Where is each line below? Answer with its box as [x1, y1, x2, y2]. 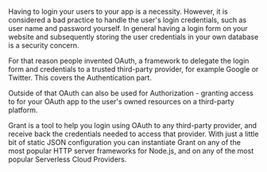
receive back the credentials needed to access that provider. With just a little [8, 129, 259, 139]
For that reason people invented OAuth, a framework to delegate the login [8, 56, 250, 65]
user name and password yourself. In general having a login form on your [8, 24, 248, 33]
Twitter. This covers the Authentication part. [8, 73, 153, 82]
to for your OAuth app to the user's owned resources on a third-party [8, 97, 234, 106]
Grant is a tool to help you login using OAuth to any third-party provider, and [8, 121, 257, 130]
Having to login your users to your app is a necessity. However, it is [8, 7, 228, 16]
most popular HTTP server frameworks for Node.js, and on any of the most [8, 147, 254, 155]
